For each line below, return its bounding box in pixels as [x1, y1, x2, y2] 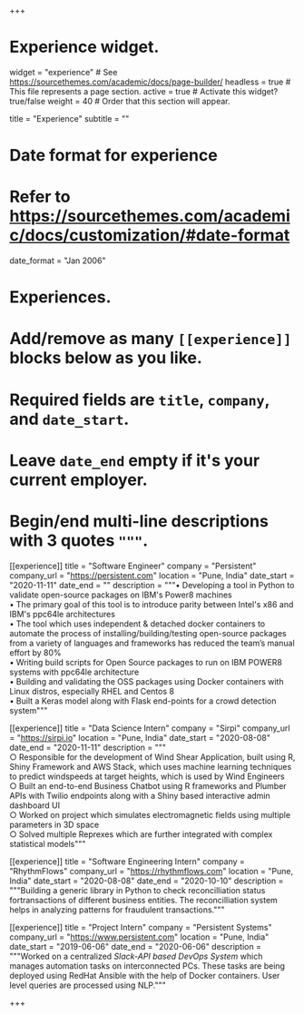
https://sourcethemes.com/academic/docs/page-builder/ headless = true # [9, 76, 291, 87]
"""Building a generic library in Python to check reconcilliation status [9, 884, 266, 895]
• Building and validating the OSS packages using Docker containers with [9, 675, 284, 686]
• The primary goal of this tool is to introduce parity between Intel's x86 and [9, 598, 294, 609]
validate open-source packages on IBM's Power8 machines [9, 589, 233, 600]
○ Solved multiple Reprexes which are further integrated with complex [9, 828, 273, 840]
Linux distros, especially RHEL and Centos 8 [9, 685, 175, 696]
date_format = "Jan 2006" [9, 255, 106, 266]
